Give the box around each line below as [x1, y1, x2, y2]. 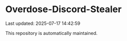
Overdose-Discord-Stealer [5, 4, 122, 15]
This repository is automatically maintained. [5, 30, 98, 36]
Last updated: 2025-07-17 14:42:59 [5, 20, 81, 26]
